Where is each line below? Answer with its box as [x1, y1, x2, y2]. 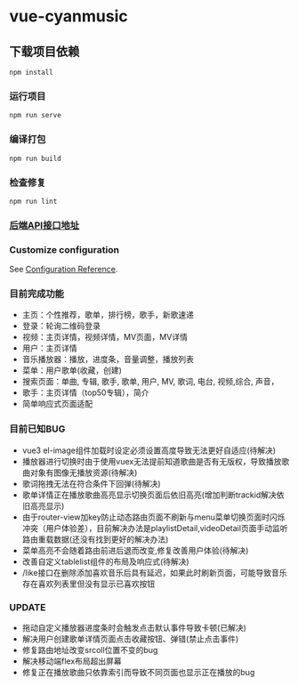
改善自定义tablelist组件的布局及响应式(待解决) [21, 556, 189, 567]
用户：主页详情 [21, 343, 77, 353]
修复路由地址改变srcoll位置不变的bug [21, 645, 158, 655]
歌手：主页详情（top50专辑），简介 [21, 387, 149, 398]
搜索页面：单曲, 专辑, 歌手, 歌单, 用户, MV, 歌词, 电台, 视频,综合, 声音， [21, 376, 279, 387]
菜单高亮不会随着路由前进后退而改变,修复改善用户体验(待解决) [21, 545, 249, 555]
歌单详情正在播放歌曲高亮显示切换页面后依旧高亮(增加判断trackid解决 [21, 489, 278, 500]
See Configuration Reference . [9, 264, 118, 275]
